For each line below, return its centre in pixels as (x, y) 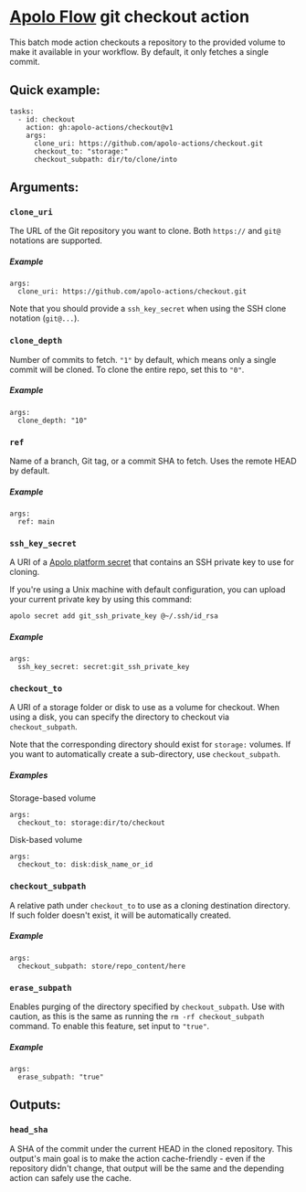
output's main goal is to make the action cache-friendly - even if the (137, 1158)
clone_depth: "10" (53, 420)
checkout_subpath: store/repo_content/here (101, 966)
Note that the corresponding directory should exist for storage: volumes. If (150, 745)
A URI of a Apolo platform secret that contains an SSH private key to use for (152, 562)
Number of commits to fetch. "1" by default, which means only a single (143, 359)
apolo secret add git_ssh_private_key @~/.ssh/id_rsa (114, 616)
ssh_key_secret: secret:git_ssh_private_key (104, 667)
